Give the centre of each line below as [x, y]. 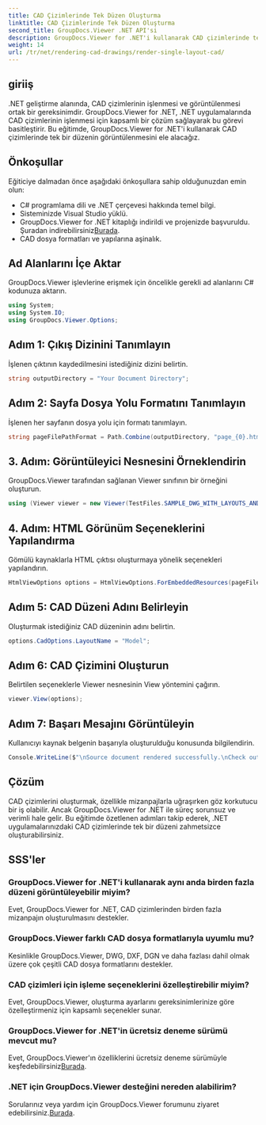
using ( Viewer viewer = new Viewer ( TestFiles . [86, 504]
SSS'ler [27, 860]
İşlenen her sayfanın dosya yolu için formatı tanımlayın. [98, 422]
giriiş [21, 84]
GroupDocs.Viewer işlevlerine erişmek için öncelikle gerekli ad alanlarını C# [131, 283]
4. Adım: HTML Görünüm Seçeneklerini [106, 528]
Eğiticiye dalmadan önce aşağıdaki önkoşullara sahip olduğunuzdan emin [127, 181]
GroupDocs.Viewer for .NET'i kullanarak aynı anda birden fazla [131, 882]
